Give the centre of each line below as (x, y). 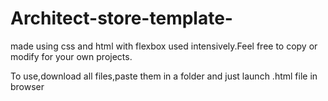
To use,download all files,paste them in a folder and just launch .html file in (164, 76)
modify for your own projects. (71, 56)
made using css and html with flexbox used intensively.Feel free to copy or (164, 46)
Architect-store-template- (121, 18)
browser (27, 86)
